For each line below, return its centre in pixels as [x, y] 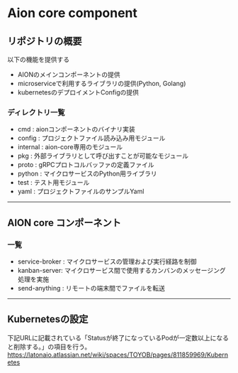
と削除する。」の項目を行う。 [49, 347]
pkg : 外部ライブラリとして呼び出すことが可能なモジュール [103, 156]
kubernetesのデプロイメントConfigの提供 [78, 92]
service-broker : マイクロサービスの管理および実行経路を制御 [107, 261]
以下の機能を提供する [38, 59]
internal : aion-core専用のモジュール [70, 147]
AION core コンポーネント [64, 223]
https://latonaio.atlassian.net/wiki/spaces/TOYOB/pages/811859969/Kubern [118, 355]
